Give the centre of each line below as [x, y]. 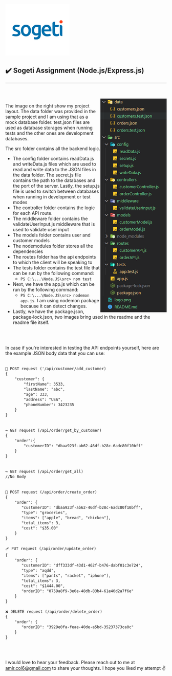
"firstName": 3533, [45, 384]
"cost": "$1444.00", [43, 586]
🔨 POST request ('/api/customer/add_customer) [56, 369]
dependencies [28, 251]
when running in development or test [51, 196]
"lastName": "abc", [45, 389]
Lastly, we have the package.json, [48, 311]
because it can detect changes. [53, 306]
